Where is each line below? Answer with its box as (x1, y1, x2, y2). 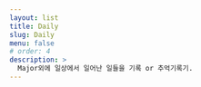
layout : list (9, 13, 59, 23)
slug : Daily (9, 30, 55, 39)
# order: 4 (9, 47, 51, 56)
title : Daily (9, 22, 59, 31)
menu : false (9, 38, 55, 48)
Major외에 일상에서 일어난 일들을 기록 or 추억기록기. (17, 64, 194, 73)
